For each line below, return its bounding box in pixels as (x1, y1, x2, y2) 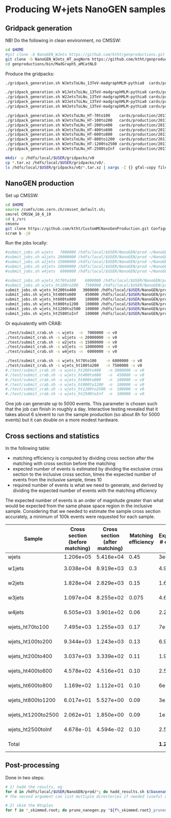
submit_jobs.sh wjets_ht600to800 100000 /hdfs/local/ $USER (5, 297, 140, 302)
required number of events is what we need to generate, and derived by (12, 482, 164, 488)
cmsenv (5, 221, 19, 226)
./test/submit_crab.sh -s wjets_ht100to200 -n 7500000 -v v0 (5, 363, 142, 368)
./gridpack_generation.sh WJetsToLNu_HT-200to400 (5, 122, 113, 128)
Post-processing (5, 761, 60, 770)
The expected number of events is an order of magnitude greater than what (5, 498, 164, 503)
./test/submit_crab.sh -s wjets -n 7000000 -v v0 (5, 330, 117, 335)
